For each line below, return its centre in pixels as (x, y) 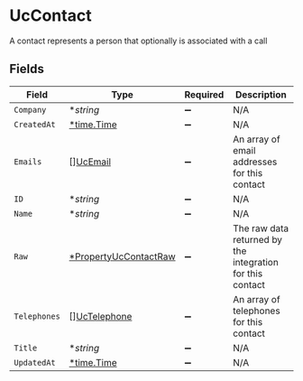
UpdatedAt (35, 362)
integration (256, 262)
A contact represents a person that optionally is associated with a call (138, 41)
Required (204, 94)
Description (261, 94)
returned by (257, 239)
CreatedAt (35, 124)
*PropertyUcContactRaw (122, 256)
